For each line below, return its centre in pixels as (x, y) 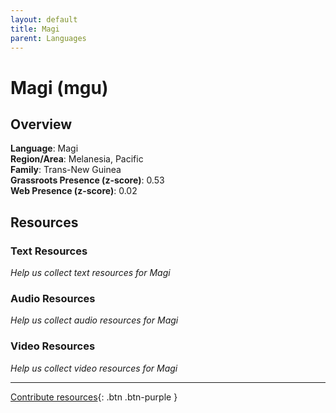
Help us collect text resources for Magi (90, 273)
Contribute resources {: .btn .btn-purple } (94, 397)
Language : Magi (44, 148)
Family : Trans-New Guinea (66, 170)
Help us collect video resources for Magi (94, 368)
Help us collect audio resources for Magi (94, 320)
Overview (41, 124)
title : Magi (35, 29)
